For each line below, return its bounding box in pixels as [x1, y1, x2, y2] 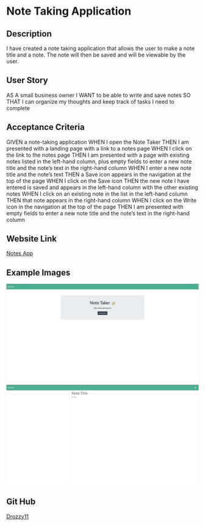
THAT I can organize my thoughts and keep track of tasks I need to [6, 98, 175, 105]
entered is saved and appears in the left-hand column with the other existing [6, 183, 198, 191]
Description [6, 29, 52, 39]
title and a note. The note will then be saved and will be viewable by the [6, 51, 186, 59]
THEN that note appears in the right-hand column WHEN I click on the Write [6, 196, 197, 204]
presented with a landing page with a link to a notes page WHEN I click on [6, 144, 192, 152]
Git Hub [6, 497, 36, 507]
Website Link [6, 233, 57, 244]
